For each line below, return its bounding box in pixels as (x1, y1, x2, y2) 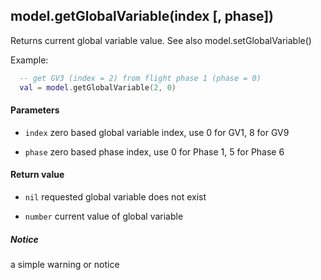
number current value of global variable (24, 210, 184, 222)
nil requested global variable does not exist (24, 190, 207, 203)
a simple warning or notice (10, 258, 120, 270)
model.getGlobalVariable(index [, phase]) (10, 8, 274, 25)
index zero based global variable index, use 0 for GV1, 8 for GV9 (24, 126, 290, 138)
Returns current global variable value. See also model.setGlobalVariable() (10, 34, 312, 46)
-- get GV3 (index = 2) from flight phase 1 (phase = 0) (19, 73, 262, 83)
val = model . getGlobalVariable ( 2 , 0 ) (19, 82, 177, 93)
